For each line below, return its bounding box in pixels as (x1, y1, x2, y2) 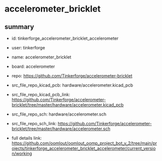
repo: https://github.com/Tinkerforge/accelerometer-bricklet (11, 73, 132, 78)
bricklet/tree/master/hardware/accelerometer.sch (11, 126, 111, 132)
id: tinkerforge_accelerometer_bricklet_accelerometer (11, 35, 119, 41)
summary (4, 23, 34, 31)
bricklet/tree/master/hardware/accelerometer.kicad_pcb (11, 102, 124, 107)
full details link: (11, 135, 42, 141)
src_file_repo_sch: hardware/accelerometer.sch (11, 111, 107, 117)
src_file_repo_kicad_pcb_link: (11, 92, 70, 97)
